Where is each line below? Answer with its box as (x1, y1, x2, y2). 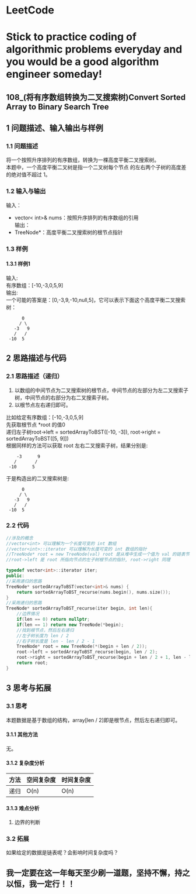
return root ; (16, 660, 48, 666)
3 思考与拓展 (6, 683, 51, 693)
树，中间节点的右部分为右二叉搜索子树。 (14, 394, 112, 401)
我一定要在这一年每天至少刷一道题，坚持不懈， (6, 868, 175, 878)
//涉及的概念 (6, 535, 33, 541)
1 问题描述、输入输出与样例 (6, 123, 104, 133)
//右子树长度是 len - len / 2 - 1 (16, 638, 95, 644)
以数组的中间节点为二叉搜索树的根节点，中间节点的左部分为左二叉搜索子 (14, 387, 188, 394)
